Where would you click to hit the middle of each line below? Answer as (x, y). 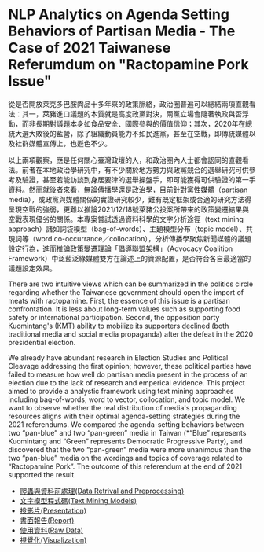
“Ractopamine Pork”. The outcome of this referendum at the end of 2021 (125, 466)
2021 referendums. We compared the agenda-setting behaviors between (126, 424)
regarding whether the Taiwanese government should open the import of (126, 292)
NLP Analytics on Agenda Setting (119, 15)
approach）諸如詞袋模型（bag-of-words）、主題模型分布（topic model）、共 (131, 229)
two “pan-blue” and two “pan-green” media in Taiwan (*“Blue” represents (127, 432)
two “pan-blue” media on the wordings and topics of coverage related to (125, 458)
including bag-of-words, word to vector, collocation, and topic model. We (127, 399)
